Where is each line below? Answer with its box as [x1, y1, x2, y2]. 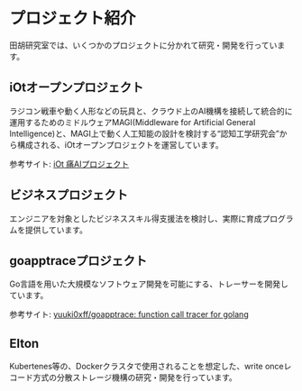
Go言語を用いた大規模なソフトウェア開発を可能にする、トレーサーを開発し [9, 278, 288, 289]
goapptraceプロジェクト [9, 253, 148, 268]
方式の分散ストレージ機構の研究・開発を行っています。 [32, 372, 237, 383]
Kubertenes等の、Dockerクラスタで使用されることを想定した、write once [9, 361, 284, 372]
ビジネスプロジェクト [9, 187, 128, 203]
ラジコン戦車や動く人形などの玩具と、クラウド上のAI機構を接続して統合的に [9, 105, 293, 116]
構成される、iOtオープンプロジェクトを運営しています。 [16, 139, 224, 150]
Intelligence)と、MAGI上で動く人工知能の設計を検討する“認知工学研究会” [9, 128, 279, 139]
